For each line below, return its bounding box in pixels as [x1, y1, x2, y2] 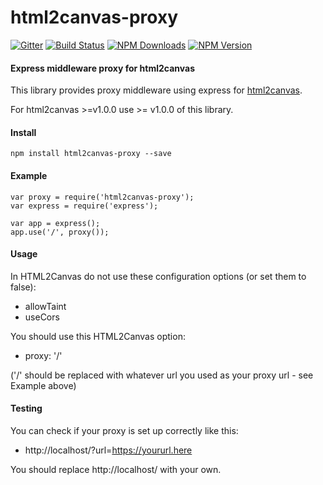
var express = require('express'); [10, 201, 159, 211]
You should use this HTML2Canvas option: [10, 330, 186, 342]
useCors [24, 311, 60, 323]
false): [10, 281, 37, 293]
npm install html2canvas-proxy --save [10, 149, 172, 159]
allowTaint [24, 300, 67, 312]
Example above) [10, 379, 77, 391]
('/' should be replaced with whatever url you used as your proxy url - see [10, 369, 314, 381]
